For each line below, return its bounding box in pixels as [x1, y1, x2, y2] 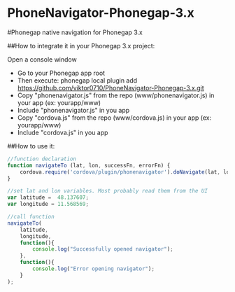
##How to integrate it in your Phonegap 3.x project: [7, 41, 155, 50]
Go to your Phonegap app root [17, 69, 106, 77]
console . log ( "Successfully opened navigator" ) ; [32, 246, 173, 253]
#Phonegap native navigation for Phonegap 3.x [7, 28, 143, 36]
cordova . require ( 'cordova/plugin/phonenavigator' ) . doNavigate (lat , [20, 168, 220, 176]
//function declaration [7, 155, 77, 162]
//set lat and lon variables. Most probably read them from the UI [7, 188, 208, 195]
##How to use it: [7, 141, 55, 150]
